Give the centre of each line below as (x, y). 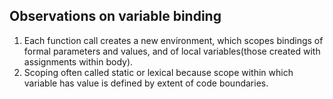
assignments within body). (78, 61)
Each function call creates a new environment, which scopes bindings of (173, 40)
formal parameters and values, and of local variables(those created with (172, 51)
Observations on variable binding (115, 16)
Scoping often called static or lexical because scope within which (158, 72)
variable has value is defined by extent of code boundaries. (146, 83)
